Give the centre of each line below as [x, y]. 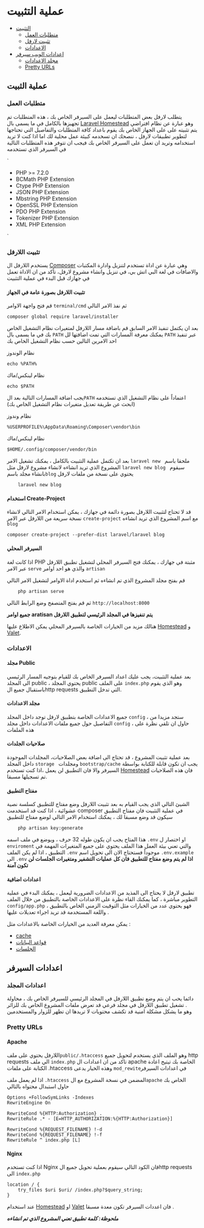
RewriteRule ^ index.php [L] [44, 1140]
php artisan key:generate [51, 828]
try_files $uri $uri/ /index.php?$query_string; [80, 1190]
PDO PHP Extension [41, 211]
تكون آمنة [18, 865]
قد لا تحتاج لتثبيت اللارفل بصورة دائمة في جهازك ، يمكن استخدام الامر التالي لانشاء [99, 512]
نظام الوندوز [21, 353]
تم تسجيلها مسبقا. [27, 777]
